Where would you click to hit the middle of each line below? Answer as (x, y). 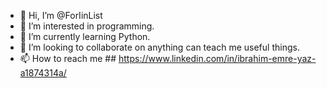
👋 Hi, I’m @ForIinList (61, 15)
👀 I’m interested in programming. (87, 26)
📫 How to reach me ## (68, 58)
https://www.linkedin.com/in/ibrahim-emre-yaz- (217, 58)
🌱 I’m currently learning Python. (85, 36)
